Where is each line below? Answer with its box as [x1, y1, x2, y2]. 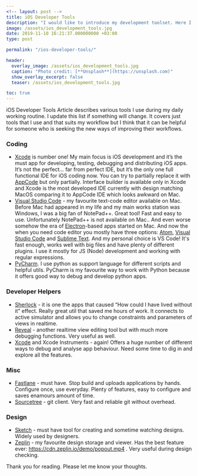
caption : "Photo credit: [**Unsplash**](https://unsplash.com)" [11, 69, 173, 75]
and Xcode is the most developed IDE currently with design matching [14, 184, 183, 192]
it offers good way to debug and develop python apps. [14, 273, 148, 280]
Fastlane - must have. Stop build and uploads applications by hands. [14, 380, 181, 387]
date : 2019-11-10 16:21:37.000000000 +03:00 [6, 31, 118, 37]
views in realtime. [14, 320, 58, 327]
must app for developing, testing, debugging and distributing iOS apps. [14, 160, 188, 167]
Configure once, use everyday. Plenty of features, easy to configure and [14, 386, 191, 393]
